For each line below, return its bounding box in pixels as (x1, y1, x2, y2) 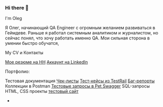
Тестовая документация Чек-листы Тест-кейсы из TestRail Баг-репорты (5, 78, 155, 84)
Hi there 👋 (5, 4, 29, 11)
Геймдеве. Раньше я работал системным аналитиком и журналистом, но (5, 30, 159, 36)
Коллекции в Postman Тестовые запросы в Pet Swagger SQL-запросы (5, 83, 150, 89)
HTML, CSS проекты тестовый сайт (5, 89, 79, 94)
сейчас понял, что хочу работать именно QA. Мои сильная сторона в (5, 35, 150, 41)
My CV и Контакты (5, 50, 43, 55)
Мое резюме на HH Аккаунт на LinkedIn (5, 59, 88, 65)
